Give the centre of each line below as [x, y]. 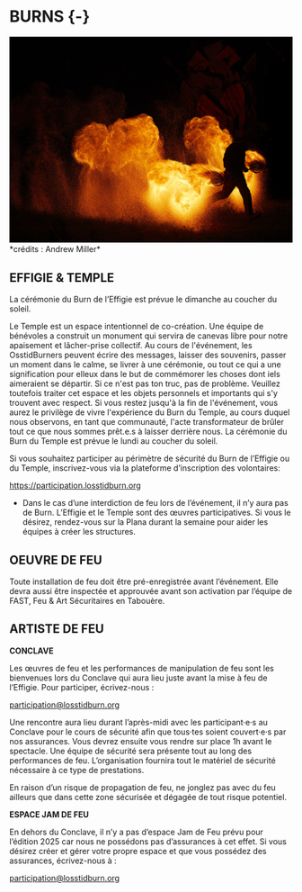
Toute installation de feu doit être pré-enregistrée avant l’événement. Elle [144, 581]
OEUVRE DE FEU [56, 560]
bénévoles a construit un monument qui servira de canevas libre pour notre [149, 336]
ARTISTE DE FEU [57, 629]
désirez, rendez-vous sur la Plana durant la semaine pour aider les [145, 522]
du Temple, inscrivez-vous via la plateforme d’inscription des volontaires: [145, 468]
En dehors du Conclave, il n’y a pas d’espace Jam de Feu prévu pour [136, 832]
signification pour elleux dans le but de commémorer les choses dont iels [145, 374]
